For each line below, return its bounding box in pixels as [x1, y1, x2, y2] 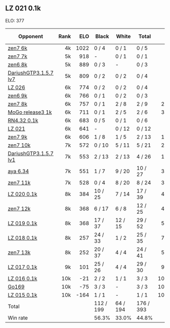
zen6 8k [8, 61, 28, 68]
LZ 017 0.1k [8, 264, 37, 271]
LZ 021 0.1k [5, 4, 41, 13]
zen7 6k [8, 44, 28, 51]
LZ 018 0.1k [8, 234, 37, 241]
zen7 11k [8, 179, 31, 186]
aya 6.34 [8, 168, 29, 175]
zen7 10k [8, 142, 31, 149]
